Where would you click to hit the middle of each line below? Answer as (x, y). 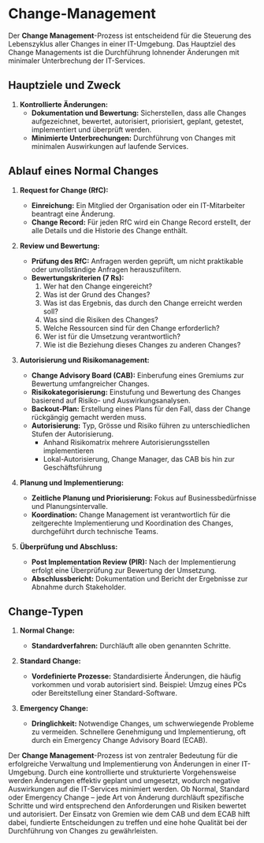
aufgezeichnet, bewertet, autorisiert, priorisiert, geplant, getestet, (138, 121)
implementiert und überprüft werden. (91, 129)
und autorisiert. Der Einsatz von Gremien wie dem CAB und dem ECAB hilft (129, 814)
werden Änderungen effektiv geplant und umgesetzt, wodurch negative (124, 781)
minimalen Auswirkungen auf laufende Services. (110, 146)
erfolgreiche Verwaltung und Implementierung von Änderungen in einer (124, 764)
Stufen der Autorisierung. (73, 433)
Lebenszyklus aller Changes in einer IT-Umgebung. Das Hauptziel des (122, 43)
